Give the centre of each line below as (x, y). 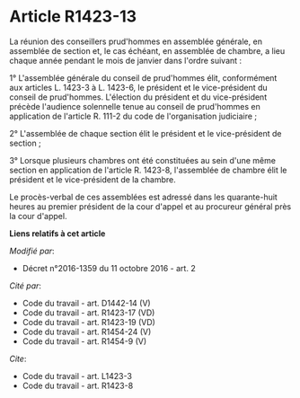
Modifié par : (32, 251)
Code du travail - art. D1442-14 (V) (86, 303)
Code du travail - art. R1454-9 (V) (84, 341)
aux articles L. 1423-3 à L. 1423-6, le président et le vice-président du (138, 87)
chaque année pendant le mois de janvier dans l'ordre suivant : (126, 60)
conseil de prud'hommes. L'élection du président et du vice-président (138, 97)
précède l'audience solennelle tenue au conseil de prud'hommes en (135, 106)
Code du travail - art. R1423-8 (78, 385)
